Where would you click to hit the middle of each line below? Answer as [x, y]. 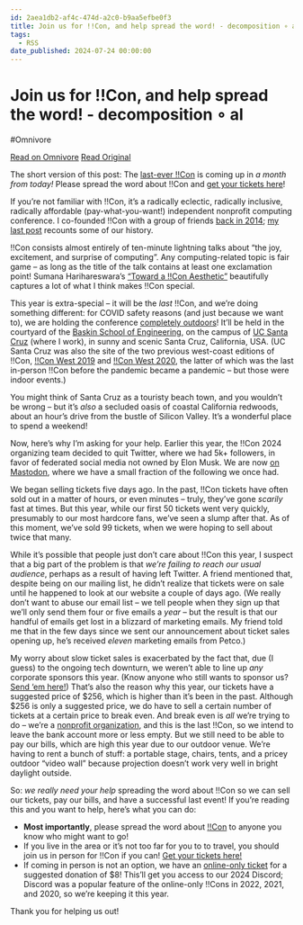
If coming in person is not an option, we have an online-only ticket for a [155, 866]
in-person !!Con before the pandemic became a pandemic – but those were [150, 371]
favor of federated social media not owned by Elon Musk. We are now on [145, 462]
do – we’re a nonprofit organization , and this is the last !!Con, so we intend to [152, 725]
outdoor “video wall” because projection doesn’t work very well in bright [144, 763]
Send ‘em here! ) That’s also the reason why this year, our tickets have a [142, 687]
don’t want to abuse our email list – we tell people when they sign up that [145, 603]
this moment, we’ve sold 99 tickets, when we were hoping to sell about [142, 528]
